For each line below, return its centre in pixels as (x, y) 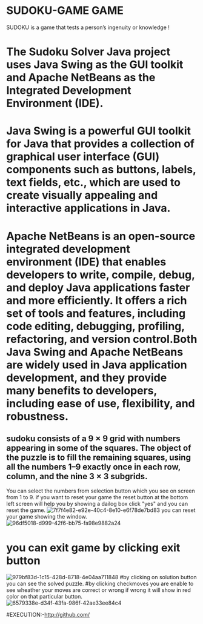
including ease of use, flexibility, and (101, 403)
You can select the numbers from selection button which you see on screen (101, 491)
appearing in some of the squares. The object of (99, 448)
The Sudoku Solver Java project (88, 52)
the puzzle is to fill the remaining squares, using (98, 457)
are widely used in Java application (97, 365)
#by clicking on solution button (158, 577)
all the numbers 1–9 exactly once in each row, (93, 467)
